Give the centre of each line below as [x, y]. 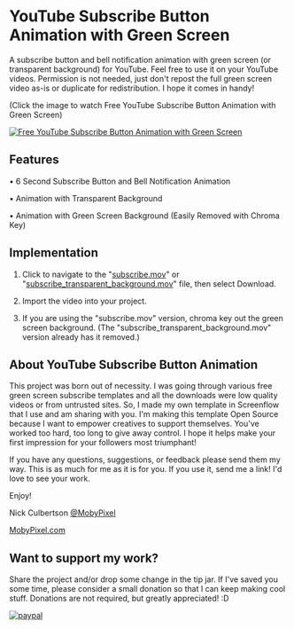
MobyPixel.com [38, 531]
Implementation [54, 253]
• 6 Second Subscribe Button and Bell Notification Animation [120, 181]
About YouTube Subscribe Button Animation [134, 364]
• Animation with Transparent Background [86, 198]
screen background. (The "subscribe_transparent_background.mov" [147, 327]
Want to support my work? [84, 558]
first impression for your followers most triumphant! [103, 443]
